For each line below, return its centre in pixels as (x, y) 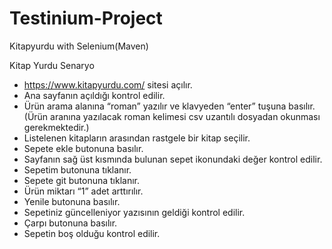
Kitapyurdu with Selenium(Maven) (79, 46)
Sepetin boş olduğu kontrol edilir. (92, 233)
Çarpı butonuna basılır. (70, 223)
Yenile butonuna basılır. (72, 201)
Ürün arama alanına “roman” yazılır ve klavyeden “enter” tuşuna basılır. (169, 106)
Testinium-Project (86, 18)
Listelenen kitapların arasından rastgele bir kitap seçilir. (137, 138)
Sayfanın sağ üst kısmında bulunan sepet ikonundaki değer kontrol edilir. (173, 159)
